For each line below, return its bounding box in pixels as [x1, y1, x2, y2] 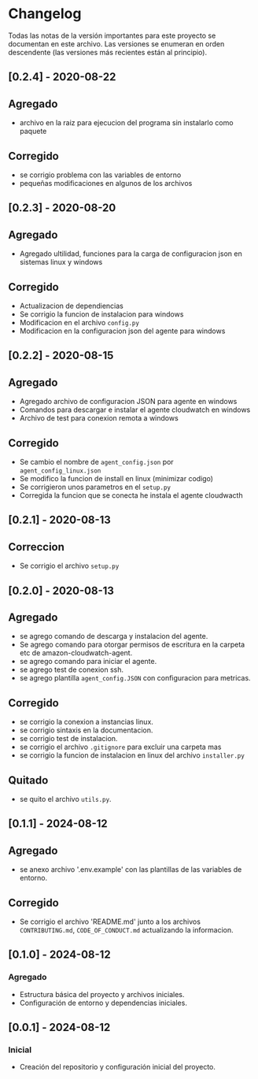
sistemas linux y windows [19, 258, 103, 267]
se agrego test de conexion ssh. [19, 665, 124, 674]
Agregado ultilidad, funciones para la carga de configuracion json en [19, 249, 242, 258]
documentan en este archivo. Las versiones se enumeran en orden [8, 39, 225, 48]
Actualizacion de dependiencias [19, 301, 123, 310]
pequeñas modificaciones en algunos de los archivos [19, 178, 193, 187]
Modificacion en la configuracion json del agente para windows [19, 326, 226, 336]
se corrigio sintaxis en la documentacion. [19, 725, 153, 735]
